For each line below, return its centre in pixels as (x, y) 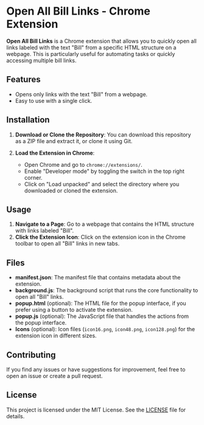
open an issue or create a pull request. (55, 376)
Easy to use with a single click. (54, 100)
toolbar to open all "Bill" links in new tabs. (67, 244)
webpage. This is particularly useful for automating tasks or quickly (91, 54)
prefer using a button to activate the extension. (74, 310)
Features (23, 79)
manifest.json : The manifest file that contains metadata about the (98, 278)
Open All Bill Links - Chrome (78, 11)
